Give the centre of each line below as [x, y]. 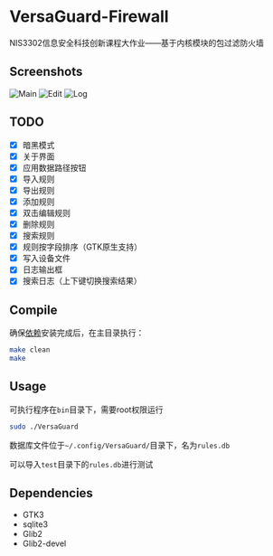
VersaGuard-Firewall [89, 17]
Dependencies [51, 493]
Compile [33, 310]
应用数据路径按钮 [54, 167]
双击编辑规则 [46, 212]
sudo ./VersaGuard [44, 427]
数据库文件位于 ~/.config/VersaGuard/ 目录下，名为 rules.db [120, 445]
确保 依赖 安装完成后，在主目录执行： [77, 333]
